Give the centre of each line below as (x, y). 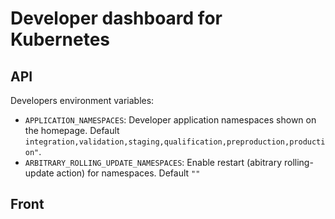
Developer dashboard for (116, 18)
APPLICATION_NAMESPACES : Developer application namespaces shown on (170, 120)
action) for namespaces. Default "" (128, 173)
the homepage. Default (72, 130)
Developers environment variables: (82, 100)
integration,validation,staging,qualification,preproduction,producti (175, 142)
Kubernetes (60, 39)
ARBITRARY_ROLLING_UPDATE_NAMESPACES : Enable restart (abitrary (153, 162)
